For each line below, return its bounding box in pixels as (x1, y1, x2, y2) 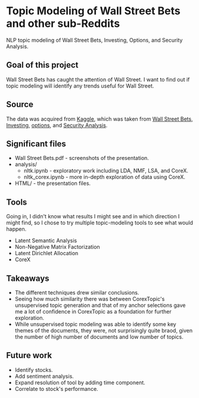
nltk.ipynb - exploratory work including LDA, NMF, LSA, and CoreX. (23, 167, 189, 174)
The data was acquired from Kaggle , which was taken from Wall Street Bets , (6, 115, 193, 123)
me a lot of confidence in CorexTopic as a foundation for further (14, 308, 172, 315)
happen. (6, 225, 27, 233)
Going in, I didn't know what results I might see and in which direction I (6, 213, 180, 220)
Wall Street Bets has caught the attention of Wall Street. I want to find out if (6, 76, 190, 83)
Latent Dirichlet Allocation (14, 250, 79, 257)
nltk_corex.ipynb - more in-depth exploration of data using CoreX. (23, 174, 186, 181)
